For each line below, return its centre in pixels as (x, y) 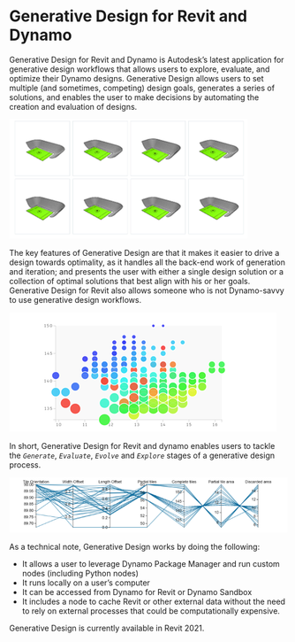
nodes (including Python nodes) (80, 574)
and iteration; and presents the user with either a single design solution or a (147, 271)
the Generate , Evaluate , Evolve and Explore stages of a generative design (142, 455)
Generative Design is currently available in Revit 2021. (107, 628)
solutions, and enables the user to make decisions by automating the (134, 97)
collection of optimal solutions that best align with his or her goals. (130, 281)
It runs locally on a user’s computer (86, 583)
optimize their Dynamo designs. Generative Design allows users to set (136, 78)
